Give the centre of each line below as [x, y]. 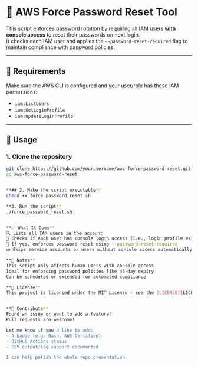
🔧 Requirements [36, 71]
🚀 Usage [22, 140]
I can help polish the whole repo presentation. [67, 357]
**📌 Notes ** [21, 260]
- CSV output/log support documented [52, 347]
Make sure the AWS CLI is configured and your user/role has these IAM [93, 86]
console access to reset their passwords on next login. [73, 34]
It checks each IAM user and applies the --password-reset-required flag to [97, 41]
